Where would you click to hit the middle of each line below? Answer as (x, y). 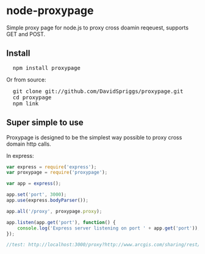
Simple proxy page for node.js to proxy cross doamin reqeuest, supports (98, 28)
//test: (16, 245)
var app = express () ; (34, 184)
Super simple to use (45, 123)
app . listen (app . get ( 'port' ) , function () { (61, 222)
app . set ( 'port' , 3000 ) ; (37, 195)
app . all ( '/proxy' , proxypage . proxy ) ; (54, 211)
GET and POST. (26, 34)
